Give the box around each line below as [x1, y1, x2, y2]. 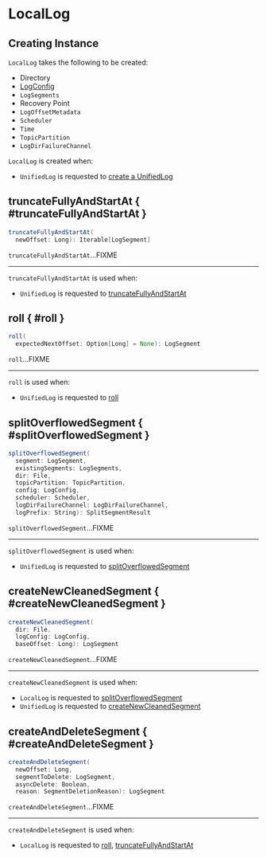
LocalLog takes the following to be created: [8, 57, 149, 67]
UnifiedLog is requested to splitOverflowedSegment [19, 561, 190, 570]
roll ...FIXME [8, 355, 50, 364]
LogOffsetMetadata [19, 108, 81, 116]
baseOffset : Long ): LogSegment [15, 641, 119, 648]
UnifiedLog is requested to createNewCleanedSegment [19, 702, 201, 711]
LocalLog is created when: [8, 156, 94, 166]
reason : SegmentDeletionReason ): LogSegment [15, 788, 165, 796]
